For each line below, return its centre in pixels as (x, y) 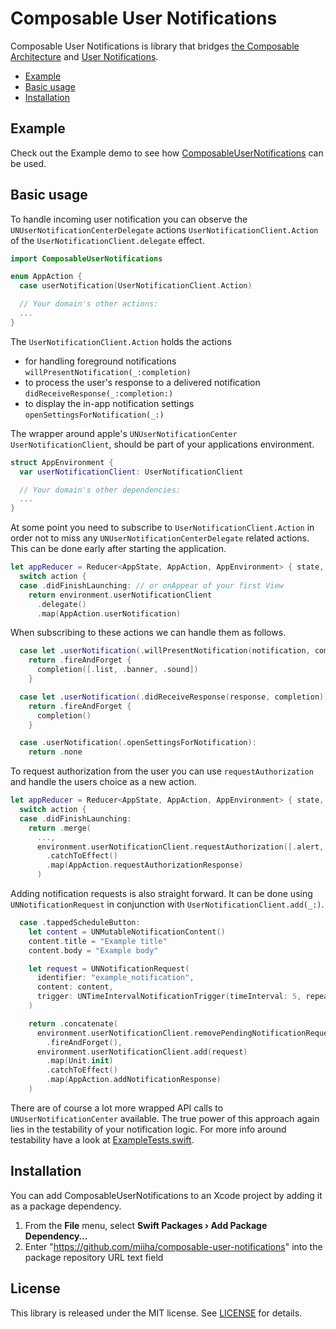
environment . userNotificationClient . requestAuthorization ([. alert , (180, 847)
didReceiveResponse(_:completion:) (99, 393)
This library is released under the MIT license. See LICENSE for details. (156, 1313)
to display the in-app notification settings (109, 403)
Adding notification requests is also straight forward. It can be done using (161, 894)
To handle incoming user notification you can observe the (129, 219)
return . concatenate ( (73, 1023)
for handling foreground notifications (100, 361)
